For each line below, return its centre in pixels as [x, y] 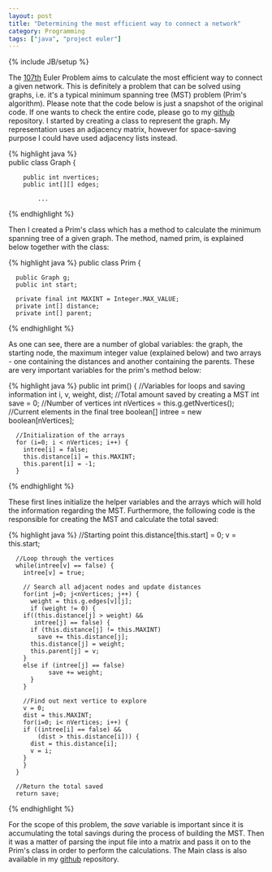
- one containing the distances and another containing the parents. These [132, 362]
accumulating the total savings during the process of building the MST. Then [136, 833]
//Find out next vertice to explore [85, 701]
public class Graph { [42, 163]
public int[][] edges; [61, 185]
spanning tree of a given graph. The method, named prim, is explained [126, 239]
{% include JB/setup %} [49, 62]
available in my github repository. [64, 859]
